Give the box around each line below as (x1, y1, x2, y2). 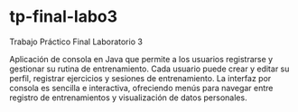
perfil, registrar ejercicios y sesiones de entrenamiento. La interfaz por (9, 72, 272, 83)
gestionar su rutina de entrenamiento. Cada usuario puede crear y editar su (9, 63, 290, 74)
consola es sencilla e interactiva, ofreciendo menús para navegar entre (9, 82, 274, 93)
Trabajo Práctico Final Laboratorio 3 (9, 36, 143, 47)
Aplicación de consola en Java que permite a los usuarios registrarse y (9, 53, 274, 64)
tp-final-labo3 (9, 6, 118, 27)
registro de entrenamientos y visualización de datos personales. (9, 92, 247, 103)
